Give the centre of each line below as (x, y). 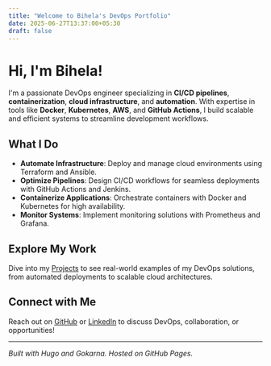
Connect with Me (52, 302)
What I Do (33, 144)
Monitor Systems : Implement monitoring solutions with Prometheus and (140, 215)
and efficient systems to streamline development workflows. (108, 119)
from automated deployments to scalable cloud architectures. (110, 277)
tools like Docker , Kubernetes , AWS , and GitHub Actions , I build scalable (131, 110)
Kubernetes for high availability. (73, 206)
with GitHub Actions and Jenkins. (75, 189)
